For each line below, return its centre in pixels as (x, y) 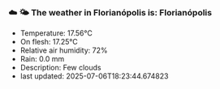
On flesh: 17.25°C (49, 42)
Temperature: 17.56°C (56, 33)
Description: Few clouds (60, 68)
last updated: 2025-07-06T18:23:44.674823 (94, 76)
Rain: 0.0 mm (42, 59)
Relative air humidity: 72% (64, 50)
